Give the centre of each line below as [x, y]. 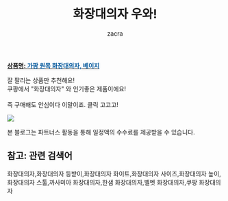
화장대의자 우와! [115, 14]
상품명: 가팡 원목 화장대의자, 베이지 [53, 65]
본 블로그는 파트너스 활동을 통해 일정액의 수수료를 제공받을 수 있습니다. [101, 132]
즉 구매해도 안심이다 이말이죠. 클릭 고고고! [63, 104]
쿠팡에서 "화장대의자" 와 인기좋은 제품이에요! [67, 88]
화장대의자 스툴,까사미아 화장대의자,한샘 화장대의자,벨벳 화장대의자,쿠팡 [102, 182]
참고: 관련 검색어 [40, 156]
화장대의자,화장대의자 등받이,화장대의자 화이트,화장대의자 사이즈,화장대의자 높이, [114, 174]
